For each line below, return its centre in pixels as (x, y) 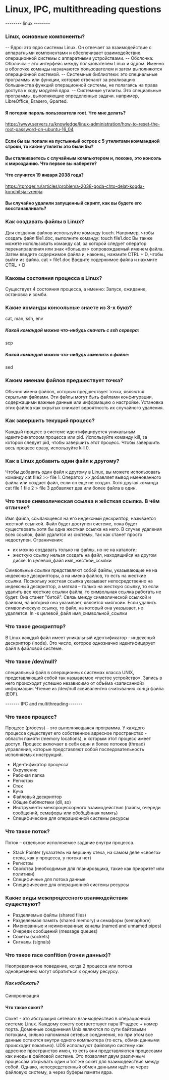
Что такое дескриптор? (36, 627)
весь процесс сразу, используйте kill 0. (48, 448)
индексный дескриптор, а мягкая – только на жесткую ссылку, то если (82, 587)
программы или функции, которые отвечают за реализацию (70, 80)
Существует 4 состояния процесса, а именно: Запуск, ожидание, (76, 289)
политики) (23, 874)
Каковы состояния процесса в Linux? (54, 278)
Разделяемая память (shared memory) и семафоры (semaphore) (82, 920)
